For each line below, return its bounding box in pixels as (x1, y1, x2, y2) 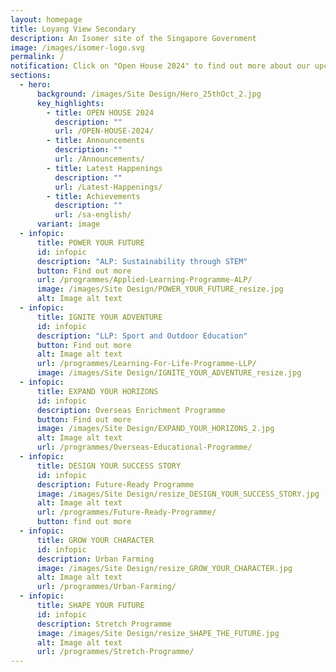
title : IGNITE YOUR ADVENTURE (36, 312, 163, 322)
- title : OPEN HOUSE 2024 (46, 107, 155, 118)
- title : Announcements (46, 136, 145, 146)
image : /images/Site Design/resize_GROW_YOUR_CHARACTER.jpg (36, 563, 293, 573)
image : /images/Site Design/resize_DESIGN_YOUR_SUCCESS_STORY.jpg (36, 489, 320, 499)
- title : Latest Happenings (46, 163, 163, 173)
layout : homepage (10, 14, 83, 25)
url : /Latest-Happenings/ (54, 182, 163, 192)
